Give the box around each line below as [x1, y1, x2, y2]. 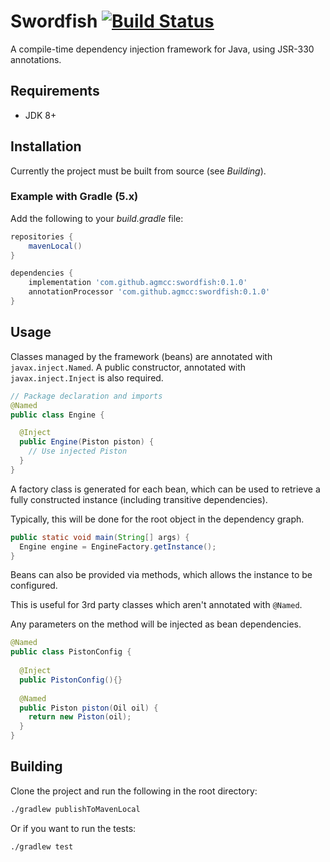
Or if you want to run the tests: [10, 822, 137, 834]
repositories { [10, 231, 74, 242]
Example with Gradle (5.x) [10, 190, 139, 204]
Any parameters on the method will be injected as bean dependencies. [10, 618, 302, 630]
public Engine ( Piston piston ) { [19, 437, 155, 447]
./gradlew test [10, 841, 74, 852]
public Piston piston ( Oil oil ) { [19, 703, 159, 713]
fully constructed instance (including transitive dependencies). [10, 493, 268, 505]
